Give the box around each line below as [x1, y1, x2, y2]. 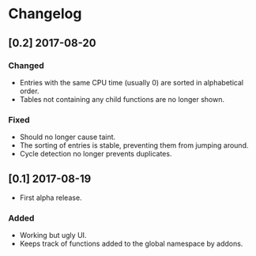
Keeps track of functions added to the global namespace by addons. [19, 239, 243, 249]
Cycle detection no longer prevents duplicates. [19, 149, 172, 159]
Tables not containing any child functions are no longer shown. [19, 94, 225, 104]
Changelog [8, 5, 82, 23]
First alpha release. [19, 193, 82, 202]
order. [19, 86, 40, 96]
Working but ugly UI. [19, 231, 87, 240]
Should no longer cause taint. [19, 132, 116, 142]
